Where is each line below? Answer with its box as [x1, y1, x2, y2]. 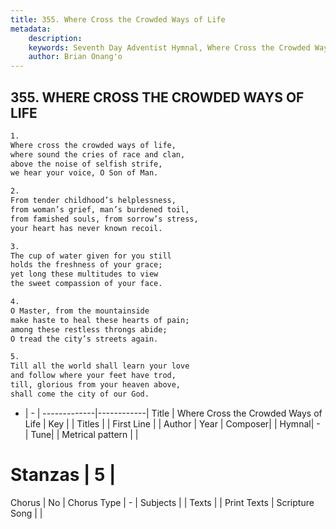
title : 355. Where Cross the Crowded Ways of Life [10, 14, 226, 25]
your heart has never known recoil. [10, 223, 163, 233]
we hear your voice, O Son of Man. [10, 168, 159, 178]
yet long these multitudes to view [10, 269, 159, 280]
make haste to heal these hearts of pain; [10, 315, 190, 325]
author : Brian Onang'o [28, 52, 123, 62]
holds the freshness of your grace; [10, 260, 163, 270]
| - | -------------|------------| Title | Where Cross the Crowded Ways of [24, 407, 323, 419]
